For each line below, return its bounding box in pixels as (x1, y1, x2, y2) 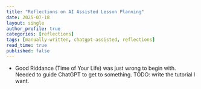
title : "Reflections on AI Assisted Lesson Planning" (6, 8, 145, 15)
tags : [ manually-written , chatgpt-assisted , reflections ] (6, 37, 155, 43)
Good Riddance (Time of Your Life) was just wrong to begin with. (14, 64, 176, 72)
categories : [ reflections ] (6, 31, 74, 37)
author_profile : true (6, 25, 61, 32)
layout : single (6, 20, 45, 26)
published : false (6, 48, 50, 54)
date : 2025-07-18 (6, 14, 50, 20)
